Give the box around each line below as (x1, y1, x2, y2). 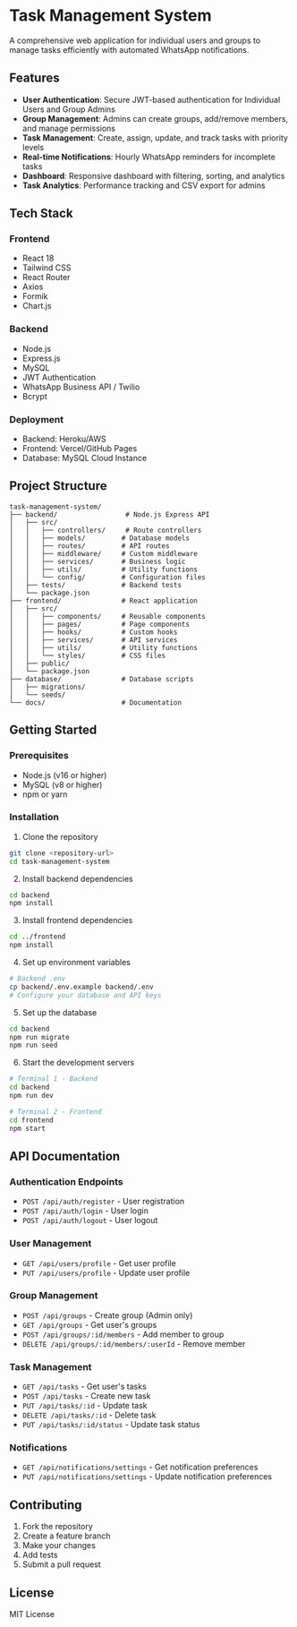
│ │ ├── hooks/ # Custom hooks (9, 628, 178, 637)
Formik (21, 291, 48, 302)
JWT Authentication (21, 372, 97, 382)
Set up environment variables (21, 957, 132, 968)
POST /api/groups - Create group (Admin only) (21, 1309, 193, 1321)
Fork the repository (21, 1521, 94, 1532)
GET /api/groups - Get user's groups (21, 1319, 157, 1330)
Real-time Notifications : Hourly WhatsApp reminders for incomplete (21, 151, 276, 162)
